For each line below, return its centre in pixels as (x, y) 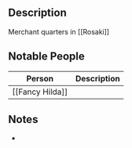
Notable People (46, 57)
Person (40, 78)
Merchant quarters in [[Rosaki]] (59, 31)
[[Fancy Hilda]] (40, 92)
